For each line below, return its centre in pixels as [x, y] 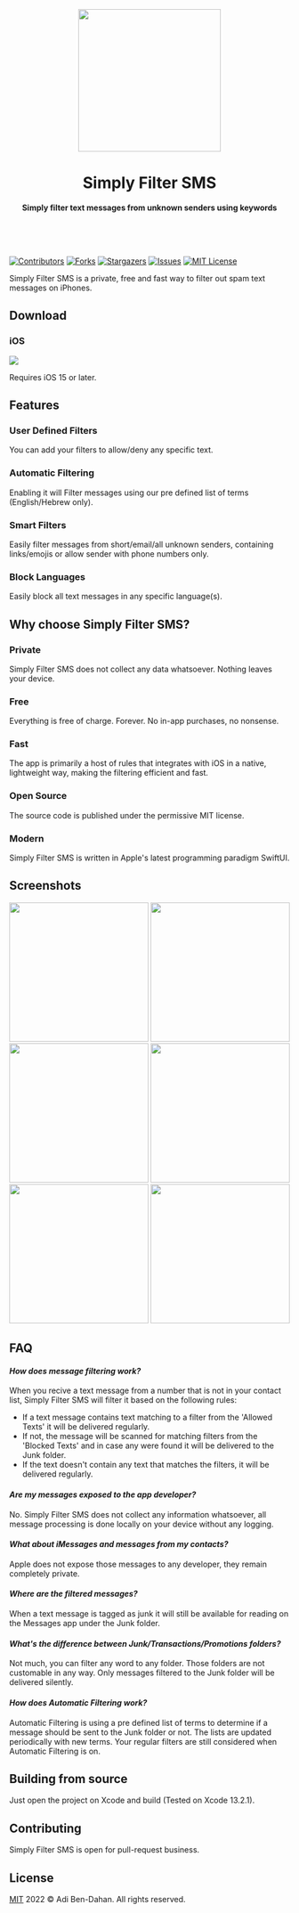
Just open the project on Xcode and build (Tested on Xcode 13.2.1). [132, 1800]
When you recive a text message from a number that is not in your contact [145, 1391]
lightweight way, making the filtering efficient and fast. [109, 773]
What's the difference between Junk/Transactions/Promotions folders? [145, 1643]
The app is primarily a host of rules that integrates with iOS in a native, [138, 763]
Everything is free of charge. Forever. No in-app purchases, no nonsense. [144, 721]
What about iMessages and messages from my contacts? [119, 1544]
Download [38, 316]
